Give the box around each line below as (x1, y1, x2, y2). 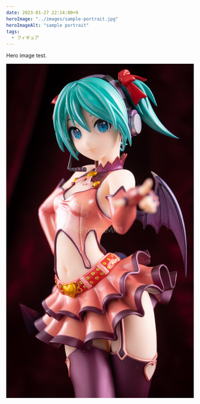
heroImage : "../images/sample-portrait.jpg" (6, 16, 118, 22)
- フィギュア (11, 35, 39, 41)
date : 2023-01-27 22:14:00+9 (6, 10, 79, 16)
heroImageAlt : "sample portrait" (6, 22, 89, 28)
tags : (6, 29, 20, 35)
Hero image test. (6, 52, 47, 59)
